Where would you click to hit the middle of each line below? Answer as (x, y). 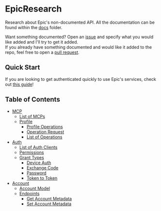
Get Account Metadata (49, 198)
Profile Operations (45, 126)
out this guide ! (19, 84)
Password (37, 173)
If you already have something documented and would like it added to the (78, 47)
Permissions (32, 152)
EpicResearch (33, 9)
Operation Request (45, 132)
